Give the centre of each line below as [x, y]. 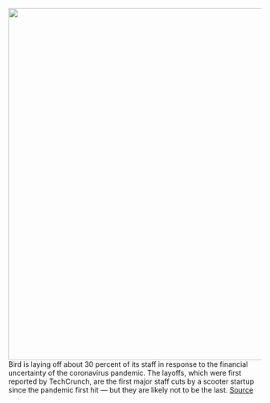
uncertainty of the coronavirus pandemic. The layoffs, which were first [125, 373]
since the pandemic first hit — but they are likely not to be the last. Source [131, 390]
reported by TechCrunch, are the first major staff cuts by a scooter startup [131, 381]
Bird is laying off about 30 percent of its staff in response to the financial [128, 364]
